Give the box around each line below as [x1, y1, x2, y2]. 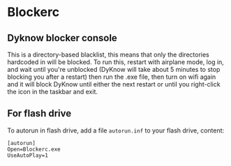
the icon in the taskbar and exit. [7, 88, 98, 96]
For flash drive [7, 107, 72, 119]
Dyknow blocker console [7, 32, 117, 44]
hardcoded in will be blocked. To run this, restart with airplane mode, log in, [7, 58, 225, 66]
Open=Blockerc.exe [7, 146, 61, 153]
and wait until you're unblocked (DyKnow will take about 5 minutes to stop [7, 66, 221, 73]
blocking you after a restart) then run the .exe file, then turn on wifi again [7, 73, 216, 81]
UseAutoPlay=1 [7, 151, 49, 159]
